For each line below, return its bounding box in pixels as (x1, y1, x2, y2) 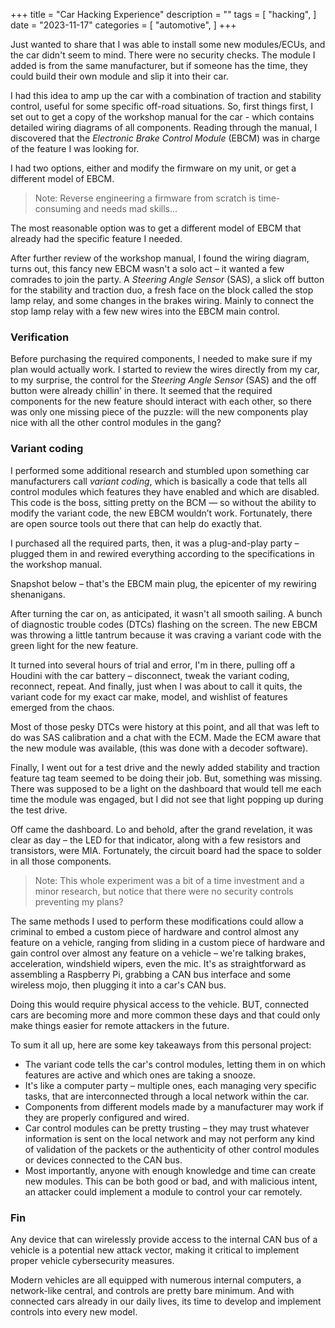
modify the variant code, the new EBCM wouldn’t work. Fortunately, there (10, 507, 313, 519)
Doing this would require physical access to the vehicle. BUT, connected (10, 998, 310, 1010)
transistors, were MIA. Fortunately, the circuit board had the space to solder (10, 844, 322, 856)
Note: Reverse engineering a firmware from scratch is (34, 192, 257, 204)
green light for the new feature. (10, 639, 139, 651)
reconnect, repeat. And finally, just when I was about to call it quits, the (10, 680, 303, 692)
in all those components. (10, 855, 112, 867)
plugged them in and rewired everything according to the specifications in (10, 547, 315, 559)
